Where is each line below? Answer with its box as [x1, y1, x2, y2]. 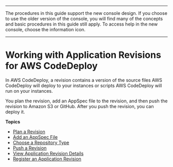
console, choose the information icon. [5, 27, 86, 32]
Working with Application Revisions [5, 49, 161, 61]
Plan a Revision [12, 129, 45, 135]
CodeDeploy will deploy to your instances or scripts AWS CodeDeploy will [5, 82, 162, 89]
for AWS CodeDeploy [5, 60, 98, 72]
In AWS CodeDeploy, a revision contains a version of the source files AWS [5, 77, 162, 83]
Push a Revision [12, 144, 47, 151]
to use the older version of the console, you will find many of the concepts [5, 16, 163, 22]
